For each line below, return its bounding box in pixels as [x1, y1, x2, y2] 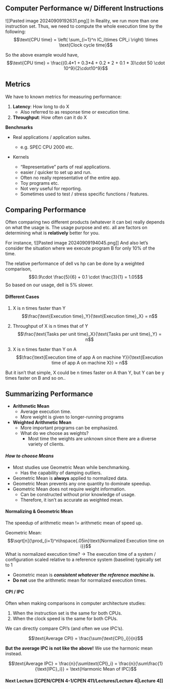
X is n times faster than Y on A [12, 346, 77, 352]
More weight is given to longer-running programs [20, 414, 124, 420]
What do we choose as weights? [20, 430, 89, 436]
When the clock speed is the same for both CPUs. [12, 616, 118, 622]
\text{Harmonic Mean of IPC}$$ [69, 666, 137, 672]
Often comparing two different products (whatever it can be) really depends [5, 219, 165, 225]
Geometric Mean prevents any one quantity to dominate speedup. [12, 480, 152, 486]
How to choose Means [5, 453, 54, 459]
